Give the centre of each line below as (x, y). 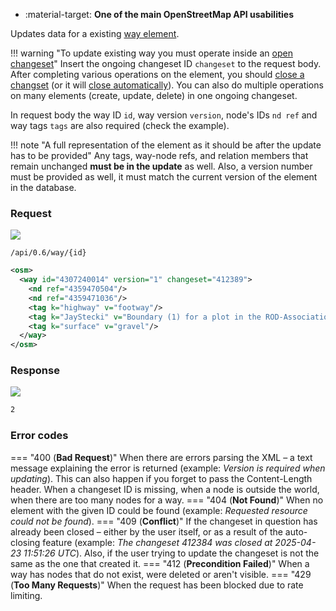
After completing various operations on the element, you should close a (157, 74)
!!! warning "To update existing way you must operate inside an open (151, 53)
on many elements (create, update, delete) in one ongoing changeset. (154, 95)
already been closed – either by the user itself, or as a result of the (146, 531)
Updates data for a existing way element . (95, 33)
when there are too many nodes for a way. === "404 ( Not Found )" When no (167, 500)
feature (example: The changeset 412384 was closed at (157, 542)
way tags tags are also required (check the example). (120, 125)
